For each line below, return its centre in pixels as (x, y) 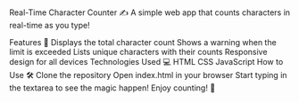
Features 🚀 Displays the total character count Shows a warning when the (143, 42)
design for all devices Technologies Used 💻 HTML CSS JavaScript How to (146, 62)
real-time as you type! (50, 25)
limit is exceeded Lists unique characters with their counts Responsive (138, 52)
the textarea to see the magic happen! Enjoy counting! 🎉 (112, 88)
